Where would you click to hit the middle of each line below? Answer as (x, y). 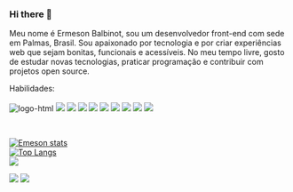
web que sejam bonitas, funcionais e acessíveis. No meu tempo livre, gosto (147, 52)
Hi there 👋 (31, 14)
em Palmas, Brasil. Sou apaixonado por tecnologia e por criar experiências (145, 43)
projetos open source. (50, 71)
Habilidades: (32, 89)
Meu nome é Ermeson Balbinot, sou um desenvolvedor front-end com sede (147, 34)
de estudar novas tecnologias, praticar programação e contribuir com (136, 62)
